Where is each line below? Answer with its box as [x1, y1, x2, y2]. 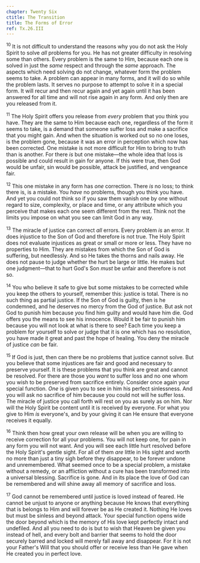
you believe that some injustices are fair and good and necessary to [6, 360, 173, 367]
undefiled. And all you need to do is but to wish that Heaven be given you [6, 524, 186, 532]
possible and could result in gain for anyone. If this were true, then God [6, 157, 180, 164]
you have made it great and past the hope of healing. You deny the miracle [6, 334, 189, 341]
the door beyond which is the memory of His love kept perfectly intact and [6, 518, 189, 525]
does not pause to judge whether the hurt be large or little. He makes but [6, 258, 185, 265]
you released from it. [6, 100, 57, 107]
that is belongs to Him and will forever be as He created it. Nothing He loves [6, 506, 192, 513]
